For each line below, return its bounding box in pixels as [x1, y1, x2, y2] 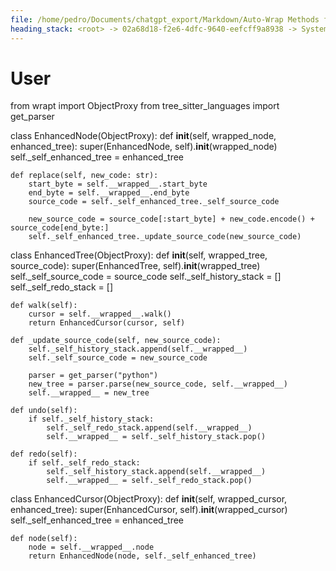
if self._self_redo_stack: [28, 458, 141, 468]
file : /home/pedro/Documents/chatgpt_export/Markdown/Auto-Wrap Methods [10, 14, 320, 25]
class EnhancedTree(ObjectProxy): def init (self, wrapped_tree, [10, 249, 268, 261]
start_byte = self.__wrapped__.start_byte [28, 179, 208, 190]
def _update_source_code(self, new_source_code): [10, 336, 222, 346]
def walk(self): [10, 301, 78, 311]
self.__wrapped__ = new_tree [28, 388, 150, 398]
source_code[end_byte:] [10, 223, 110, 233]
